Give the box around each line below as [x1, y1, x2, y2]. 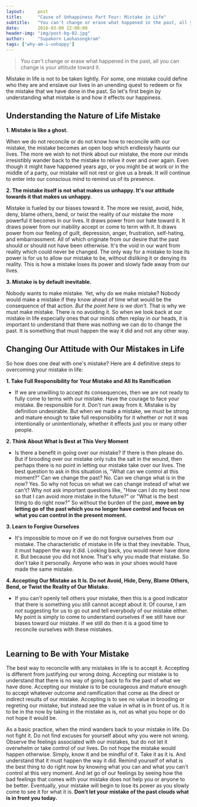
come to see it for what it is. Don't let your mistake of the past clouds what [6, 788, 189, 795]
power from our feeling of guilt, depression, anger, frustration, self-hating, [6, 229, 185, 236]
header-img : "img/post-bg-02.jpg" [6, 31, 91, 36]
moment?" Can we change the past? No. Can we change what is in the [14, 474, 185, 481]
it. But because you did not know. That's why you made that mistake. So [14, 553, 189, 560]
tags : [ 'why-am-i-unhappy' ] [6, 42, 75, 48]
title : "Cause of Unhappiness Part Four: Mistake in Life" [6, 14, 167, 20]
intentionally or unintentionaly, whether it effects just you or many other [14, 420, 187, 427]
